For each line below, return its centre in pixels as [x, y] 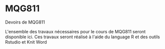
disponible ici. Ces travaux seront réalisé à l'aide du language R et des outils [82, 37]
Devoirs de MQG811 [25, 22]
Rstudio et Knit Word [26, 42]
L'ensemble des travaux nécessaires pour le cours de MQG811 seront [75, 31]
